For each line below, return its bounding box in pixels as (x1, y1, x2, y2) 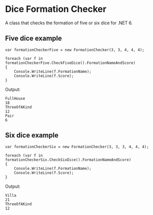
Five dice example (5, 34, 62, 43)
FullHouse (5, 96, 26, 101)
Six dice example (5, 131, 59, 140)
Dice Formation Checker (5, 3, 107, 15)
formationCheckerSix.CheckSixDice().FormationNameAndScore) (5, 157, 132, 162)
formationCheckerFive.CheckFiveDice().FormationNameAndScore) (5, 60, 136, 65)
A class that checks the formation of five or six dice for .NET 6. (5, 20, 133, 26)
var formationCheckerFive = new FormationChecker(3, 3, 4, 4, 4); (5, 47, 145, 53)
